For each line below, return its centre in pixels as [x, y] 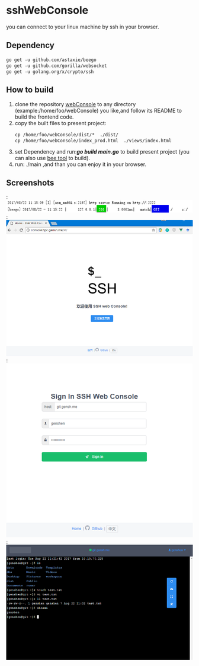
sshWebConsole [47, 10]
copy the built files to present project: [60, 123]
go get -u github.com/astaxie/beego [51, 60]
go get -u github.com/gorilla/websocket [57, 66]
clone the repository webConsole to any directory [75, 104]
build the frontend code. [44, 117]
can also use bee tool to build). [52, 158]
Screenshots [30, 182]
